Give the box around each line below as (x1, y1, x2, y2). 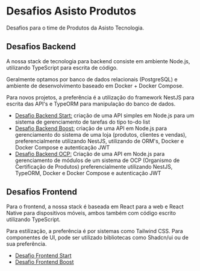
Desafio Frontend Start (14, 252, 72, 259)
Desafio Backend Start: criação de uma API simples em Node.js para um (14, 111, 195, 119)
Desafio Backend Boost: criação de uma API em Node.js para (14, 125, 167, 132)
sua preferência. (6, 240, 47, 248)
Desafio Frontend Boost (14, 258, 74, 266)
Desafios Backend (6, 42, 77, 52)
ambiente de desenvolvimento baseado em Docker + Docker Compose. (6, 82, 184, 89)
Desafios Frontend (6, 187, 77, 197)
